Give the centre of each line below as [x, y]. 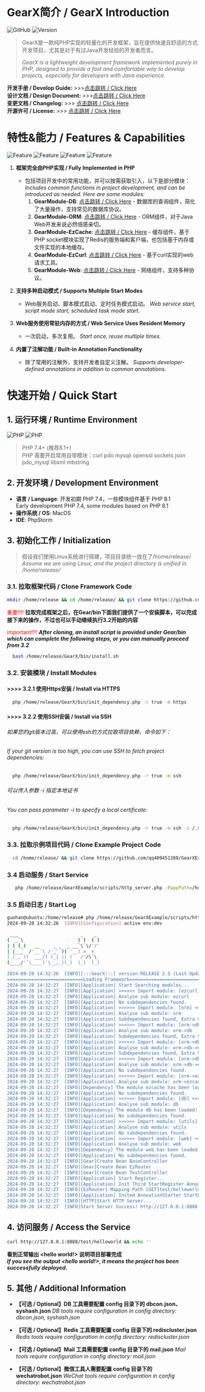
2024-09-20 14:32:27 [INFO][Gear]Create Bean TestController [87, 1173]
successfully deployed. [37, 1267]
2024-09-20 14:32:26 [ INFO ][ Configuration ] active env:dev [85, 923]
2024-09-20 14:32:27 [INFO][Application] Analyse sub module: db [93, 1104]
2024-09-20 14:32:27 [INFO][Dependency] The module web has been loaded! [104, 1150]
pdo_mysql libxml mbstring [56, 462]
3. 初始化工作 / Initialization [59, 540]
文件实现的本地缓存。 [61, 247]
